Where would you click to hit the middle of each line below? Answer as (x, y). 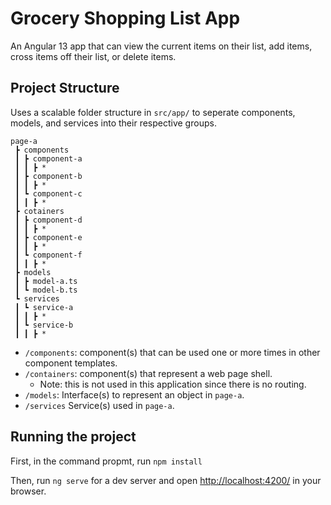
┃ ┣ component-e (48, 237)
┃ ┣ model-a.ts (46, 281)
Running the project (73, 437)
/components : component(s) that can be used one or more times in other (172, 352)
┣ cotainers (39, 211)
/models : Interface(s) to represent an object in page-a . (134, 394)
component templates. (71, 363)
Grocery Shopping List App (125, 18)
